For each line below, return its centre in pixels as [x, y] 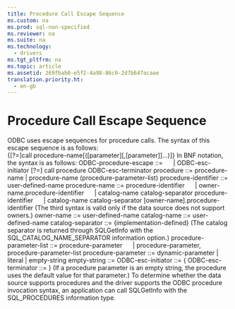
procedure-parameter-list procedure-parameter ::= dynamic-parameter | [113, 253]
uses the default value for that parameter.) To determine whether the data [114, 275]
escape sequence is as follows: [53, 148]
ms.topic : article [34, 66]
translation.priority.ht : [45, 79]
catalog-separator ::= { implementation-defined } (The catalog [139, 223]
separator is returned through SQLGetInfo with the [80, 231]
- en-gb [25, 86]
